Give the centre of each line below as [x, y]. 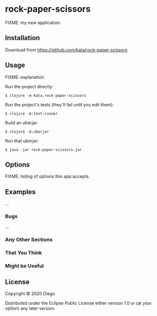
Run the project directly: [29, 86]
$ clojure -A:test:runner [31, 114]
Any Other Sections [29, 240]
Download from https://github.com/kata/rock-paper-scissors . [67, 49]
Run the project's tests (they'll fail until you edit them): [59, 104]
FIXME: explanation [24, 77]
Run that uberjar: [22, 141]
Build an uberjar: [22, 122]
